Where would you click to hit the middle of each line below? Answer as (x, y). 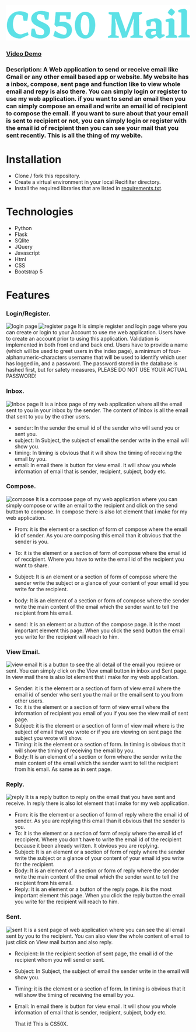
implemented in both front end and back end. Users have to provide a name (97, 345)
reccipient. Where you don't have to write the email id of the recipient (98, 839)
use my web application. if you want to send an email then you (96, 98)
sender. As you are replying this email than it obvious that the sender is (100, 821)
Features (28, 295)
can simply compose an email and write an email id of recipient (97, 106)
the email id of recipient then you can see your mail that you (92, 128)
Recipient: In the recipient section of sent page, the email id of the (94, 954)
